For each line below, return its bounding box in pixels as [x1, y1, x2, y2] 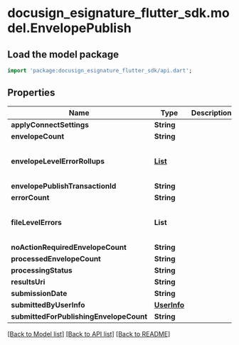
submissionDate [11, 288, 68, 298]
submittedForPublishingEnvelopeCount [11, 311, 148, 321]
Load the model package [7, 48, 119, 60]
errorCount [11, 192, 50, 202]
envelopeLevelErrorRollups [11, 156, 105, 166]
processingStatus [11, 265, 73, 275]
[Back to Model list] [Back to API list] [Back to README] [7, 329, 171, 338]
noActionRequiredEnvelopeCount [11, 242, 127, 252]
